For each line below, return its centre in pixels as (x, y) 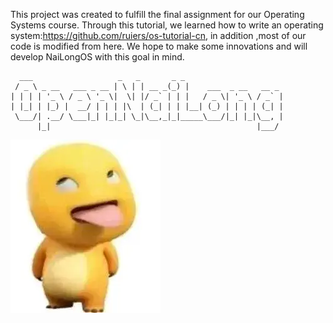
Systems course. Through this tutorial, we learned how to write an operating (167, 25)
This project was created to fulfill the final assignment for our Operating (157, 14)
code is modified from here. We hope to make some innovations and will (159, 46)
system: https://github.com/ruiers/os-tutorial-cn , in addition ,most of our (158, 35)
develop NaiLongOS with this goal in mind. (97, 57)
